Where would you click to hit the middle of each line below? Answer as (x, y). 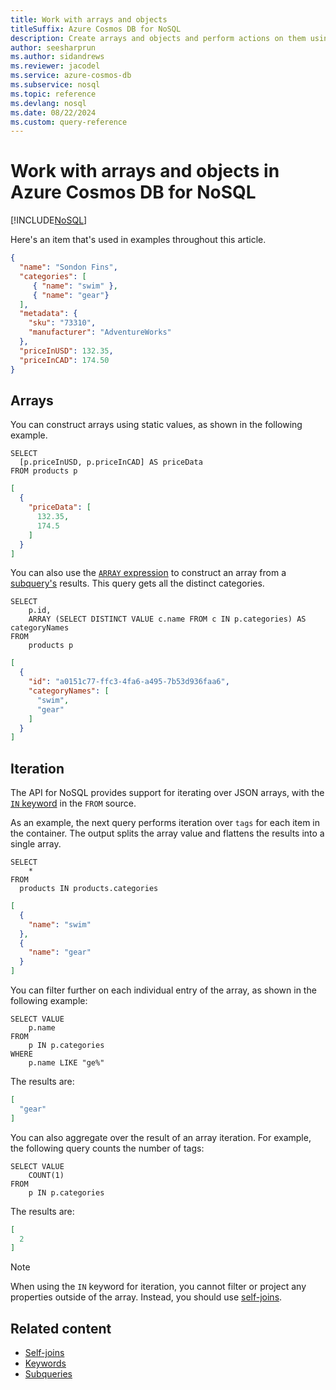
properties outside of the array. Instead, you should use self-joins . (146, 1297)
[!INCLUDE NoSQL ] (49, 220)
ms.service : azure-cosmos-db (71, 76)
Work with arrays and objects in (145, 171)
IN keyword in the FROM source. (73, 803)
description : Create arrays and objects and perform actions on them (158, 38)
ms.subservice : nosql (55, 85)
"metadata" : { (48, 314)
